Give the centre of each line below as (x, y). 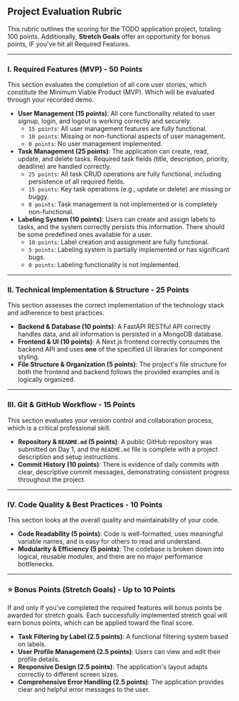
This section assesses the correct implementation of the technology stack (116, 305)
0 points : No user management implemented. (95, 144)
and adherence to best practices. (56, 313)
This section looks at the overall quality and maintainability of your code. (113, 520)
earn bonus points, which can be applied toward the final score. (101, 623)
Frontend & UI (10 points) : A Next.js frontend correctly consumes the (119, 342)
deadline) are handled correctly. (64, 167)
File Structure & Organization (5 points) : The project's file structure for (122, 364)
